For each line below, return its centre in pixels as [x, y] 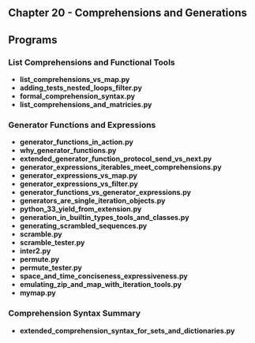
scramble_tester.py [52, 243]
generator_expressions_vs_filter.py [79, 184]
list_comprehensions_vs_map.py [75, 80]
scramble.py [41, 234]
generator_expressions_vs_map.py [79, 176]
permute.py [39, 259]
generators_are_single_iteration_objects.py [92, 201]
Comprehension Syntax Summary [74, 313]
